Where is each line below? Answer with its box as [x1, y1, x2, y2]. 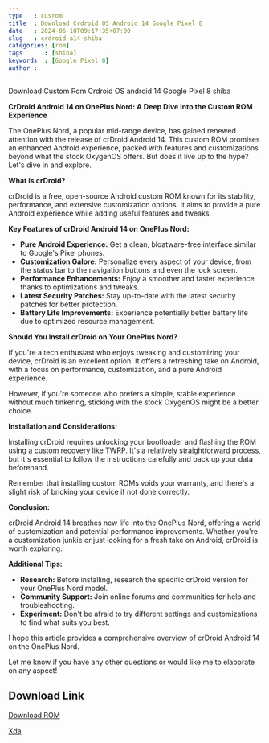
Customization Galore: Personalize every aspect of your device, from [19, 257, 251, 266]
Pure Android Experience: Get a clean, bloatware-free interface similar [19, 239, 257, 249]
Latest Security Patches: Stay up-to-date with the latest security [19, 290, 236, 300]
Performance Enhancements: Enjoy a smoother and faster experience [19, 273, 255, 283]
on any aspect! [8, 665, 58, 675]
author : [8, 64, 38, 72]
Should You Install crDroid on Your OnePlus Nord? [8, 331, 178, 342]
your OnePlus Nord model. [19, 583, 108, 593]
